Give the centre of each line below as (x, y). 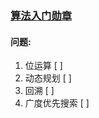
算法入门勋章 (41, 15)
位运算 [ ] (43, 66)
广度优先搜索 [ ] (57, 103)
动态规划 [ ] (48, 78)
